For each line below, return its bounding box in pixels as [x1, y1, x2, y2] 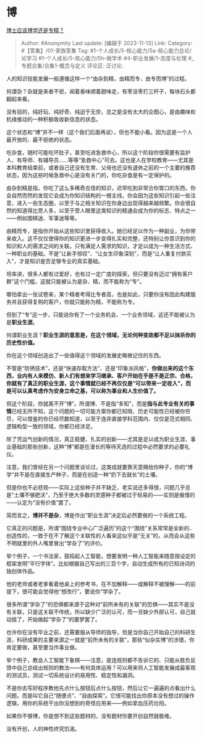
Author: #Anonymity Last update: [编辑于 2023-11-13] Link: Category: [20, 39, 192, 46]
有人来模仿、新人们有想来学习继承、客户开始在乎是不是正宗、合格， [26, 372, 196, 379]
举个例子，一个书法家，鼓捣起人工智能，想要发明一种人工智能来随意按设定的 [6, 552, 196, 559]
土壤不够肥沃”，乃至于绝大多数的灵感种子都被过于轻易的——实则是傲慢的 [14, 491, 195, 498]
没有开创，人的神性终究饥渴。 [6, 725, 80, 732]
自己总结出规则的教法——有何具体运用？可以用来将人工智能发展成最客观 [16, 664, 196, 671]
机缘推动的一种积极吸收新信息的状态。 [6, 115, 101, 122]
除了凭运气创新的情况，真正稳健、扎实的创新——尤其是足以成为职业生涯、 [6, 435, 191, 442]
